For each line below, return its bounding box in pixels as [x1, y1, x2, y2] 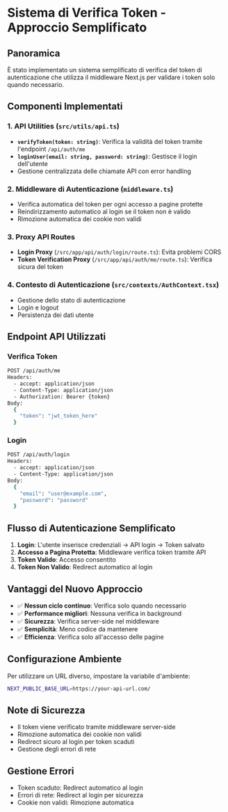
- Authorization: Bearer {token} [13, 393, 111, 400]
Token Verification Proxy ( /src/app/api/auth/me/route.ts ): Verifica [17, 255, 213, 263]
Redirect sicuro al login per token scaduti [17, 738, 135, 746]
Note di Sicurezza [7, 704, 85, 717]
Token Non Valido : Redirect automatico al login [17, 563, 153, 571]
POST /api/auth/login [7, 451, 70, 458]
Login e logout [17, 303, 59, 311]
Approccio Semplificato [7, 19, 147, 35]
